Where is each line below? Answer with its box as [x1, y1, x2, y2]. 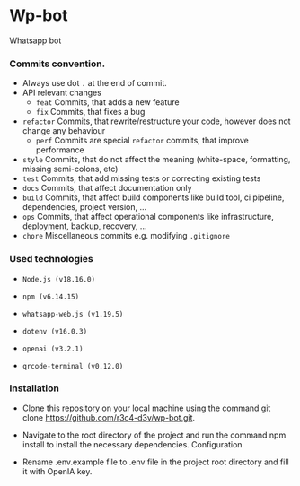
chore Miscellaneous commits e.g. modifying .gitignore [22, 230, 231, 241]
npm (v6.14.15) [22, 292, 80, 301]
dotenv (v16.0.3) [22, 326, 88, 336]
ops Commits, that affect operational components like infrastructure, [22, 212, 274, 222]
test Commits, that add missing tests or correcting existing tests [22, 173, 261, 184]
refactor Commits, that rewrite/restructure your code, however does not [22, 116, 291, 126]
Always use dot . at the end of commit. [22, 78, 168, 89]
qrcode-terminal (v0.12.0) [22, 361, 124, 370]
